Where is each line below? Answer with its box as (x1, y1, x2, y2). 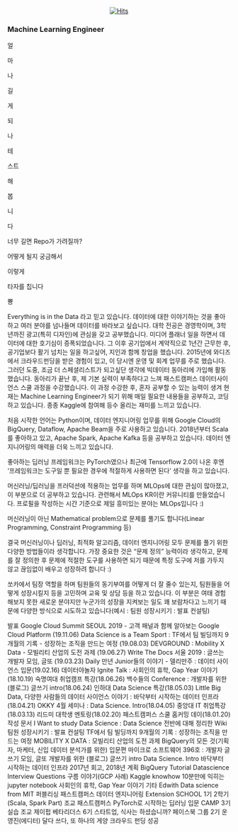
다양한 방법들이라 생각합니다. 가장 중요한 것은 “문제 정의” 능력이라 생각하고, (7, 547, 215, 556)
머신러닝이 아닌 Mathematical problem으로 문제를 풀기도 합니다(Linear (7, 515, 205, 523)
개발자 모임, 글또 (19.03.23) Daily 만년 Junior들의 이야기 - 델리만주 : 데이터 (7, 657, 215, 665)
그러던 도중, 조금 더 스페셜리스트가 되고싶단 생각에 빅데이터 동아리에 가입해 (7, 366, 214, 374)
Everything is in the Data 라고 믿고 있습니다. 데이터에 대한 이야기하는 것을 (7, 313, 212, 321)
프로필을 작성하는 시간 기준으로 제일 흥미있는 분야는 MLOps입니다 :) (16, 500, 204, 508)
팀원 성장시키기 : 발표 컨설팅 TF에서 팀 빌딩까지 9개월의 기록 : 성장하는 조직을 (7, 728, 221, 736)
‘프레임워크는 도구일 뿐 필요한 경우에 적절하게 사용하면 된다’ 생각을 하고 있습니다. (7, 466, 230, 475)
